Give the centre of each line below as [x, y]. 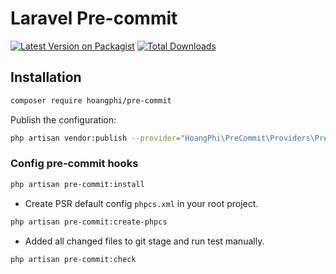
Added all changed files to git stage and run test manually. [144, 241]
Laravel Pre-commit [94, 18]
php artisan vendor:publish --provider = [96, 138]
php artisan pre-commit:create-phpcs [89, 222]
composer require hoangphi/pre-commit [91, 100]
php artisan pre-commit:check [73, 259]
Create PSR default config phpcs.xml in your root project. [141, 203]
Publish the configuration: [63, 119]
